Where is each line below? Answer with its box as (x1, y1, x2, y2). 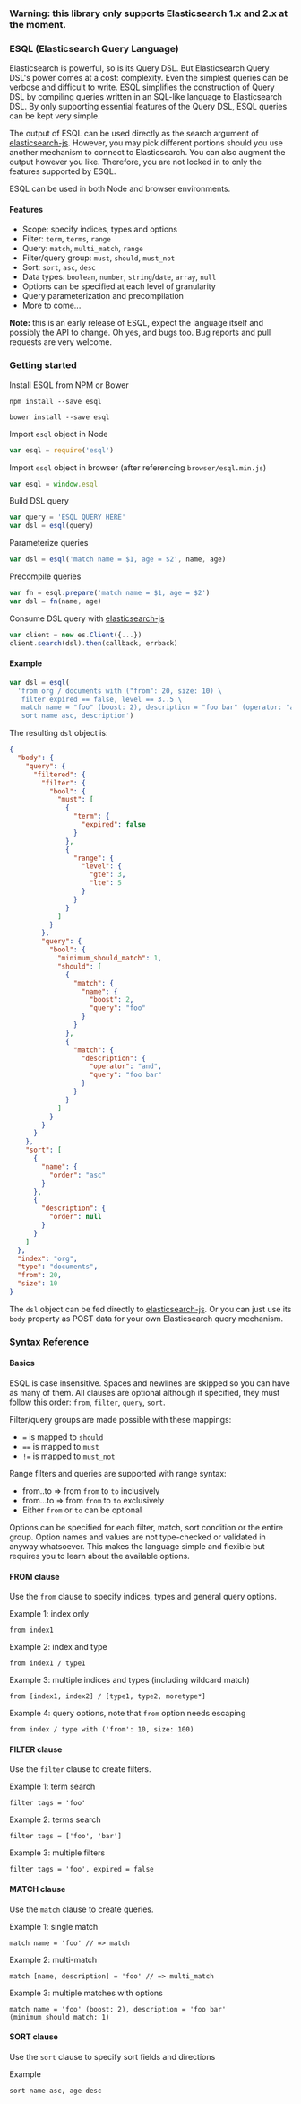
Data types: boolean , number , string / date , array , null (21, 272, 217, 283)
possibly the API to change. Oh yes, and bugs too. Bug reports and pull (9, 327, 271, 338)
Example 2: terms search (9, 1814, 101, 1825)
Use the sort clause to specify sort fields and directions (9, 2051, 216, 2062)
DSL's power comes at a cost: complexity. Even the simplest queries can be (9, 73, 288, 83)
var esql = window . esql (9, 479, 99, 488)
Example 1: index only (9, 1609, 90, 1619)
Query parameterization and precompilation (21, 291, 184, 302)
